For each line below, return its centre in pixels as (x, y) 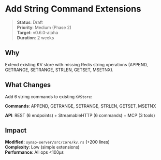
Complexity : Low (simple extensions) (42, 147)
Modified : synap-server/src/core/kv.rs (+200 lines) (57, 142)
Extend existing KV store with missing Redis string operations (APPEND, (77, 64)
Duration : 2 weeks (35, 38)
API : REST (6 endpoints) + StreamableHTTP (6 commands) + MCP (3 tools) (80, 115)
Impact (16, 130)
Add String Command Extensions (73, 9)
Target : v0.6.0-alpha (37, 32)
